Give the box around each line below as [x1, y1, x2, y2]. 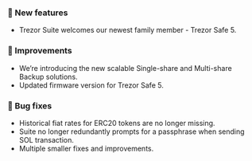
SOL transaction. [18, 135, 75, 144]
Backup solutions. [18, 72, 78, 81]
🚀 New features [7, 7, 68, 18]
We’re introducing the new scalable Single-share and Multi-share [18, 63, 232, 73]
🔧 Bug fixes [7, 100, 52, 111]
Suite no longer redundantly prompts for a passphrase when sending [18, 127, 245, 136]
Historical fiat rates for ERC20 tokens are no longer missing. [18, 118, 215, 128]
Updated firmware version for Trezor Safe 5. [18, 80, 164, 90]
